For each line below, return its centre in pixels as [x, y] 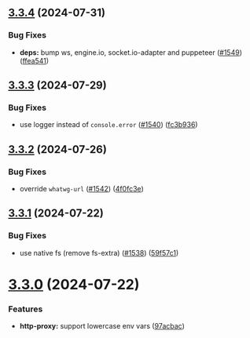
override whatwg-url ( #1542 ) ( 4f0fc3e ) [81, 189]
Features [26, 309]
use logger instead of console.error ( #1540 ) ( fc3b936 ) [108, 125]
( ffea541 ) [34, 60]
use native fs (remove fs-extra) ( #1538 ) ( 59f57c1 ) [99, 253]
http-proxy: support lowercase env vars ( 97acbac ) [102, 326]
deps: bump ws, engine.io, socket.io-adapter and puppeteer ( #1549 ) [131, 52]
